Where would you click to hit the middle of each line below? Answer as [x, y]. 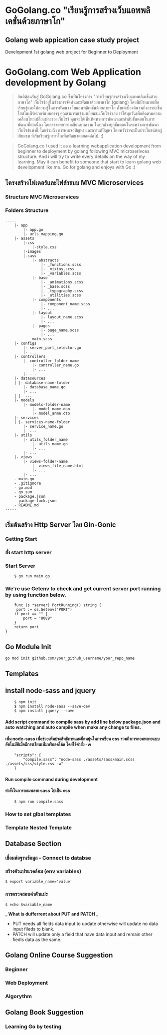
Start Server [20, 566]
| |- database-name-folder [42, 383]
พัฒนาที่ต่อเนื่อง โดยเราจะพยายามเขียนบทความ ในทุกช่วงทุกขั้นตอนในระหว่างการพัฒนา [88, 124]
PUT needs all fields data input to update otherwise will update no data [85, 924]
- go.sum [23, 492]
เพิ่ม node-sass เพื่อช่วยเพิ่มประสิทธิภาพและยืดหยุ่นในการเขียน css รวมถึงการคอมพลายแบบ [83, 739]
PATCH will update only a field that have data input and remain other [83, 934]
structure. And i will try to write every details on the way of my [81, 156]
